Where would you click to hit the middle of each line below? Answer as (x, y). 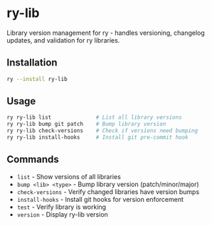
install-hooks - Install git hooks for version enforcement (100, 199)
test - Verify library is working (62, 207)
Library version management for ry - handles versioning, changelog (106, 33)
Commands (33, 160)
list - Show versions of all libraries (69, 176)
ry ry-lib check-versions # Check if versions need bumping (102, 131)
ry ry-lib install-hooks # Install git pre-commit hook (98, 138)
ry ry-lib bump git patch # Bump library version (86, 124)
